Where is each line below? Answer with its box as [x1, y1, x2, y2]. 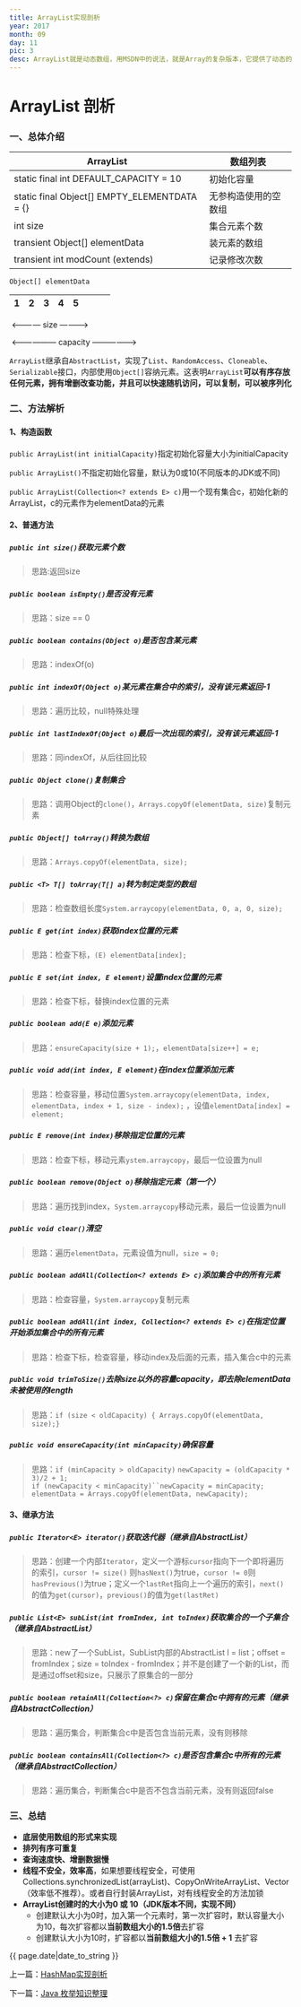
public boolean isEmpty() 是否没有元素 [9, 588, 153, 599]
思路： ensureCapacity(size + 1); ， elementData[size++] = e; [30, 1042, 260, 1053]
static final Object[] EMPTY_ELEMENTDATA [13, 190, 198, 203]
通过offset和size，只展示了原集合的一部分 [39, 1670, 194, 1681]
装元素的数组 [209, 237, 263, 249]
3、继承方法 [9, 1509, 55, 1520]
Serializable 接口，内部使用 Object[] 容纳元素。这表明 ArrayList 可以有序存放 [9, 367, 291, 378]
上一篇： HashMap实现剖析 [9, 1969, 108, 1980]
